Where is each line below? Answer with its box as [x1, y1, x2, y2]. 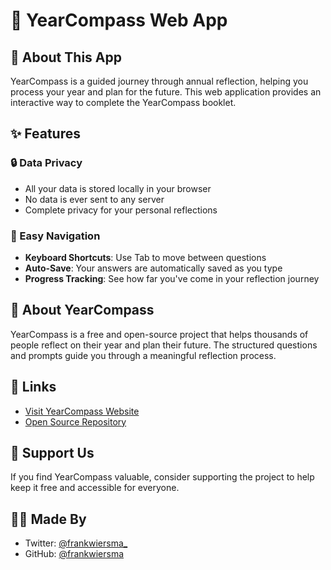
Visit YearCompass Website [24, 405, 140, 417]
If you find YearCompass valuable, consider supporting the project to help [10, 471, 315, 483]
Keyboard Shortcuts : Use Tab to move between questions [24, 251, 267, 263]
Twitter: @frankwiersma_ [24, 537, 128, 549]
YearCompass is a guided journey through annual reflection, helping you [10, 75, 309, 87]
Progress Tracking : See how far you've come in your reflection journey [24, 272, 320, 284]
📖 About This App [10, 49, 122, 66]
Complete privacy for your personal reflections [24, 204, 218, 216]
